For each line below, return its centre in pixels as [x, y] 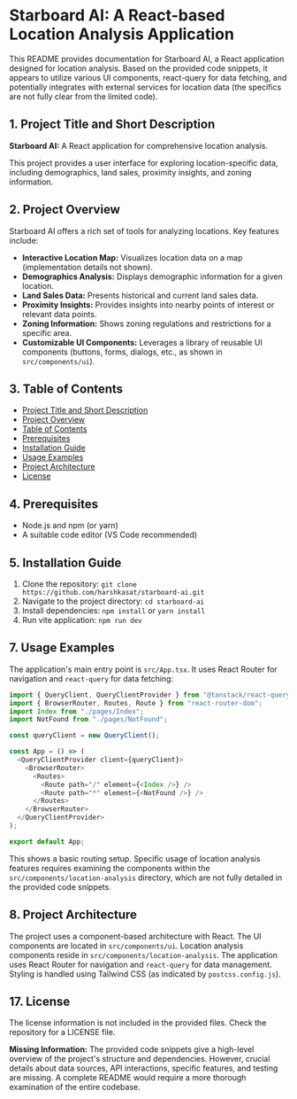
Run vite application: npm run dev [82, 620]
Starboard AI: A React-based [117, 16]
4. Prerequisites [54, 504]
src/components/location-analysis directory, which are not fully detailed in [146, 877]
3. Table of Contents [66, 389]
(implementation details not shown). [87, 267]
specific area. [47, 332]
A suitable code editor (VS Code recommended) [110, 535]
